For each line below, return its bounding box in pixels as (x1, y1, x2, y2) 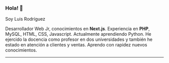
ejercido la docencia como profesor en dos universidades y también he (5, 36, 153, 42)
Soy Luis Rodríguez (5, 16, 45, 22)
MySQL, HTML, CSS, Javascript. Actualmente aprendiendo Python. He (5, 31, 152, 37)
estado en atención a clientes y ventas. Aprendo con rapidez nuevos (5, 42, 147, 48)
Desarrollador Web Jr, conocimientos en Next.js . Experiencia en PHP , (5, 26, 150, 32)
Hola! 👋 (5, 5, 24, 12)
